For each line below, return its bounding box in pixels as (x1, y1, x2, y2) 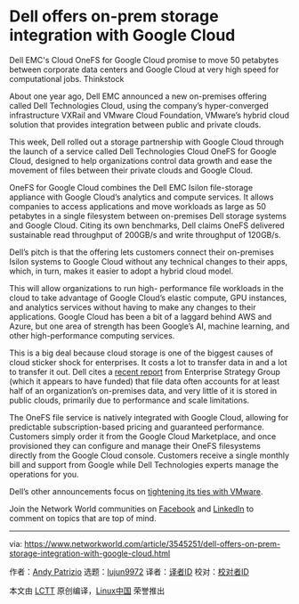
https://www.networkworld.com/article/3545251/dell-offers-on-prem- (24, 538, 281, 549)
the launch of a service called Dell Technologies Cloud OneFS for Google (9, 145, 278, 157)
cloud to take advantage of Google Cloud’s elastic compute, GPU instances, (9, 292, 287, 303)
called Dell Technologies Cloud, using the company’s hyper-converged (9, 100, 269, 110)
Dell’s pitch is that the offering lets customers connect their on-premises (9, 247, 274, 257)
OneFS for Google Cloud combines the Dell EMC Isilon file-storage (9, 182, 254, 192)
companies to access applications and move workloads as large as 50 (9, 200, 267, 211)
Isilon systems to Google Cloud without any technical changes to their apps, (9, 256, 288, 266)
